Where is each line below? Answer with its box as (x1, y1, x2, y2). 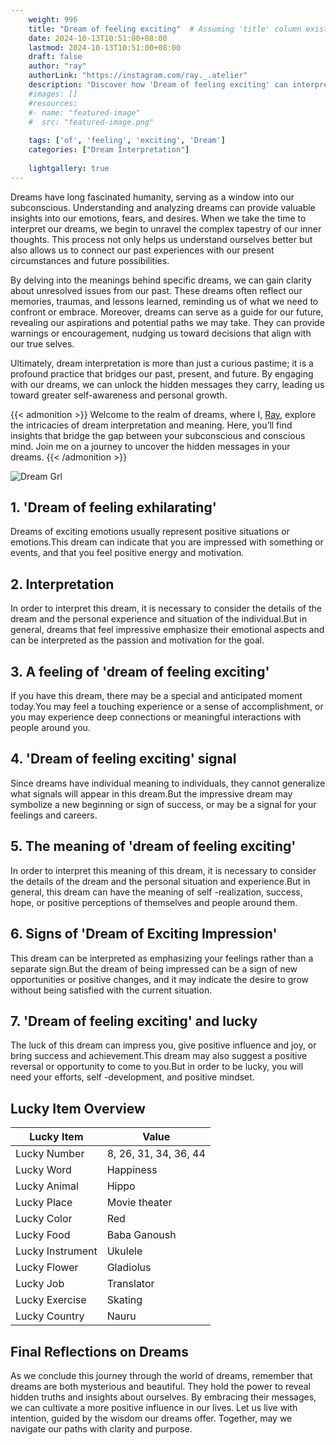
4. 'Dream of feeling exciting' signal (10, 751, 237, 768)
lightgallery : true (28, 163, 110, 173)
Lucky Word (15, 1163, 72, 1177)
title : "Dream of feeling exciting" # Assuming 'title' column (28, 24, 302, 34)
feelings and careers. (10, 809, 98, 821)
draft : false (28, 52, 83, 62)
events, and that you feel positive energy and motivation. (10, 547, 245, 559)
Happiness (106, 1163, 158, 1177)
